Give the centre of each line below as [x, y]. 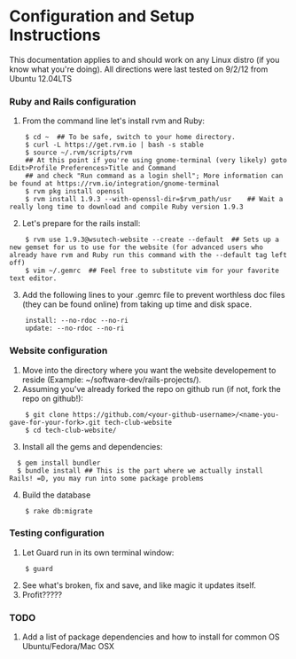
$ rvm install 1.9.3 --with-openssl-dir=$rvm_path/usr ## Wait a [154, 200]
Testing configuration [57, 533]
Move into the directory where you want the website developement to [149, 370]
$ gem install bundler [59, 463]
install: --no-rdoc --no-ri [77, 321]
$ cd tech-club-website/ [71, 430]
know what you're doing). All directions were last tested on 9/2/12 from [139, 69]
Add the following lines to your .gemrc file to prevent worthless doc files [153, 295]
